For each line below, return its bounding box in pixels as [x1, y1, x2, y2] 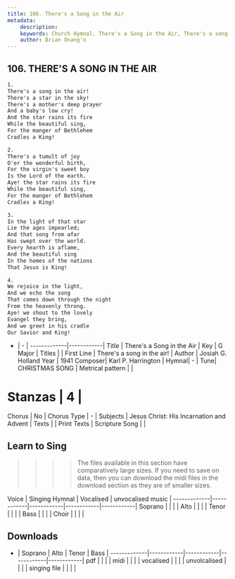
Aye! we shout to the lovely [7, 309, 93, 316]
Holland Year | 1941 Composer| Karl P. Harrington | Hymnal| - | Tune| [17, 356, 217, 365]
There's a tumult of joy [7, 153, 80, 160]
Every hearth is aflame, [7, 244, 80, 251]
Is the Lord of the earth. [7, 173, 87, 180]
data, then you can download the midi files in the [77, 473, 219, 482]
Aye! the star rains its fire [7, 179, 96, 187]
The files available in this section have [77, 459, 188, 467]
